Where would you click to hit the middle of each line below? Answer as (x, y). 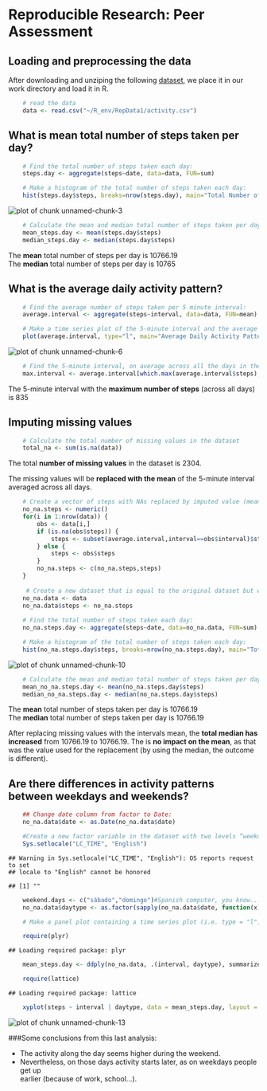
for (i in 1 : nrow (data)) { (66, 517)
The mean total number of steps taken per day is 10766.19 (103, 709)
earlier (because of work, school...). (78, 1078)
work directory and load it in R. (58, 88)
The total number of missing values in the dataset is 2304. (105, 463)
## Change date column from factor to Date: (97, 814)
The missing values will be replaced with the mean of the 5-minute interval (132, 479)
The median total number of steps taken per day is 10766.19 (106, 718)
